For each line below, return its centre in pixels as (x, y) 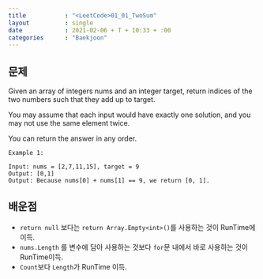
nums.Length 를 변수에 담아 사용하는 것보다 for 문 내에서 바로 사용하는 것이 (134, 247)
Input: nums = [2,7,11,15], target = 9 (74, 167)
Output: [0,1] (32, 174)
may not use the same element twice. (69, 123)
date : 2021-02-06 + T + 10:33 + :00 (90, 30)
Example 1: (26, 153)
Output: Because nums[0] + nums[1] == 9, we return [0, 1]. (109, 181)
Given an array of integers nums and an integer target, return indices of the (130, 91)
